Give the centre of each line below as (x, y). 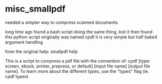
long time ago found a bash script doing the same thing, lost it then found (79, 32)
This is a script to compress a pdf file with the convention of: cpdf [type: (78, 61)
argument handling (24, 42)
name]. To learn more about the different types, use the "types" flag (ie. (77, 71)
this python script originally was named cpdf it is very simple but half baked (81, 37)
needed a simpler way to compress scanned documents (61, 22)
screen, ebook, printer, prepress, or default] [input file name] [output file (78, 66)
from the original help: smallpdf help (41, 51)
